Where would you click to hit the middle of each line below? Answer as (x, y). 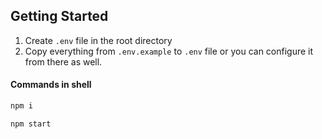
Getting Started (59, 16)
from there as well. (63, 61)
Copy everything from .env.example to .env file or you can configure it (169, 51)
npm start (31, 124)
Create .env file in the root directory (98, 40)
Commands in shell (51, 85)
